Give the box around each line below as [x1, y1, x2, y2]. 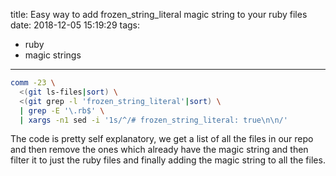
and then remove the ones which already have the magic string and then [10, 144, 309, 156]
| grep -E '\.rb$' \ [19, 105, 105, 116]
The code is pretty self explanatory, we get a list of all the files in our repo [10, 133, 314, 145]
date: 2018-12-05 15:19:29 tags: [10, 19, 141, 31]
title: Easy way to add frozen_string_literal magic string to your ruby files [10, 9, 308, 20]
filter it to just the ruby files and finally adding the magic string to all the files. [10, 154, 326, 166]
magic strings [24, 49, 82, 61]
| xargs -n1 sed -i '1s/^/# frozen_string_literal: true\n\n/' [19, 115, 288, 125]
